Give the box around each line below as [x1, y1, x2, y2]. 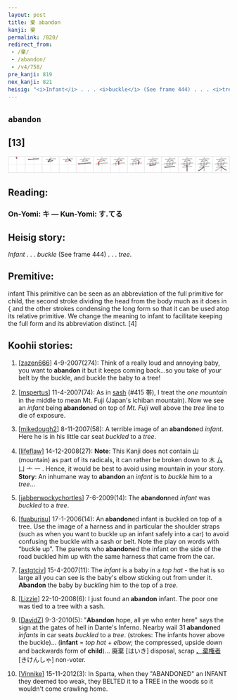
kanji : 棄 [8, 26, 36, 33]
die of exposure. [18, 411, 66, 419]
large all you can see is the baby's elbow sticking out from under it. [18, 573, 213, 581]
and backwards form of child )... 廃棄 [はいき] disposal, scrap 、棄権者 [18, 646, 221, 655]
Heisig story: [8, 231, 66, 243]
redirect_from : [8, 41, 53, 49]
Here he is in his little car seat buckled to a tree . [18, 432, 157, 440]
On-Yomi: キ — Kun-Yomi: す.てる [8, 209, 123, 219]
